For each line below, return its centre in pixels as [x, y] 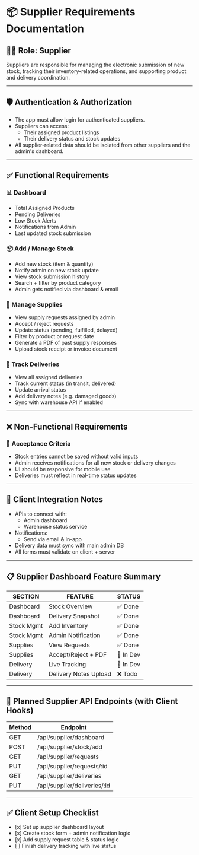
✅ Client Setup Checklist [52, 813]
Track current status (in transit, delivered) [65, 383]
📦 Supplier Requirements [71, 12]
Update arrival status [40, 390]
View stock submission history [52, 276]
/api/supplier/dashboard [71, 737]
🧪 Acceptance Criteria [38, 443]
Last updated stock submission [53, 233]
